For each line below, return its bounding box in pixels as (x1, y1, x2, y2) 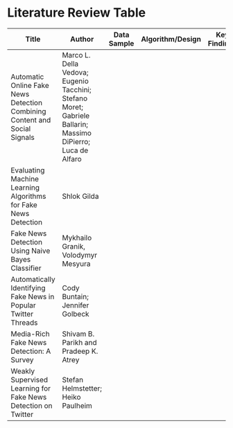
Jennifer (62, 300, 89, 310)
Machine (10, 174, 40, 184)
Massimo (62, 128, 92, 138)
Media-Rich (10, 329, 50, 339)
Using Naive (10, 246, 51, 256)
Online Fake (10, 80, 50, 90)
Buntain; (62, 292, 89, 301)
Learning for (10, 383, 51, 393)
